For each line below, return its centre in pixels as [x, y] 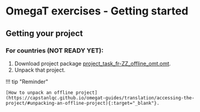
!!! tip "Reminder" [27, 81]
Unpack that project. [40, 70]
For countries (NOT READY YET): [55, 51]
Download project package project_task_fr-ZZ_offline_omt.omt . [92, 63]
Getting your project [44, 33]
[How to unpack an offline [39, 92]
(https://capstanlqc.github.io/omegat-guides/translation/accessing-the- [100, 98]
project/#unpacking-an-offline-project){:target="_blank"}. [83, 103]
